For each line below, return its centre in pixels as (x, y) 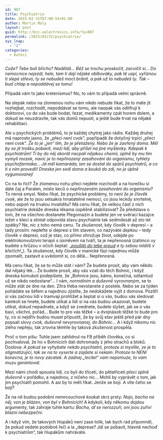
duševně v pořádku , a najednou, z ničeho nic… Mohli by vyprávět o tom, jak (81, 377)
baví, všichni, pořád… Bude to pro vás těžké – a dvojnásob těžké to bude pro (81, 312)
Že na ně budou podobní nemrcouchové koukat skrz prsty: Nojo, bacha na (80, 397)
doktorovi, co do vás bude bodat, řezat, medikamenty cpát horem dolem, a (80, 113)
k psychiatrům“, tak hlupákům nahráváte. (46, 432)
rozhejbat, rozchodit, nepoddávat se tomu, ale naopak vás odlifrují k (73, 108)
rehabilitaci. (17, 123)
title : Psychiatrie (25, 14)
